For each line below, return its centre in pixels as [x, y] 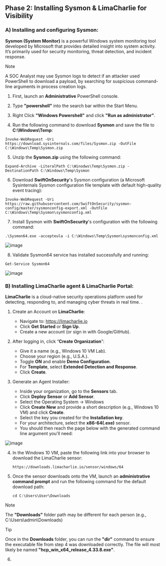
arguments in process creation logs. [50, 86]
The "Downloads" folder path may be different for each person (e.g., [76, 514]
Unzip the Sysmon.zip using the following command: [67, 157]
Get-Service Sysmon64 [28, 264]
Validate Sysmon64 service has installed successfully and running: [81, 254]
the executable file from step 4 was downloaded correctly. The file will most [83, 544]
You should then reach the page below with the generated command [90, 428]
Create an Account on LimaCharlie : [49, 312]
